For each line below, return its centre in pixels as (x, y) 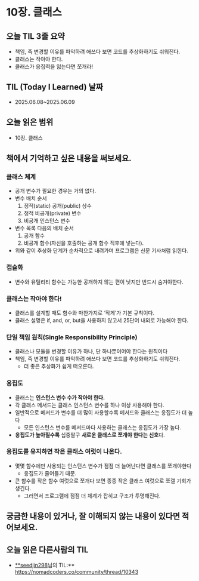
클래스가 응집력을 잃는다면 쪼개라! (54, 67)
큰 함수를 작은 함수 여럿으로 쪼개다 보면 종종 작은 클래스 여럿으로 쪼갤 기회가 (103, 481)
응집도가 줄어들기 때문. (50, 473)
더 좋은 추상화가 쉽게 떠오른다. (59, 366)
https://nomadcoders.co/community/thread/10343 (77, 572)
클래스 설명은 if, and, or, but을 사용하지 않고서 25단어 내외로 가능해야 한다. (102, 320)
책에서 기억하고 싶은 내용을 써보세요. (69, 159)
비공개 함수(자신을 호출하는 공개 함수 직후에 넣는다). (84, 243)
